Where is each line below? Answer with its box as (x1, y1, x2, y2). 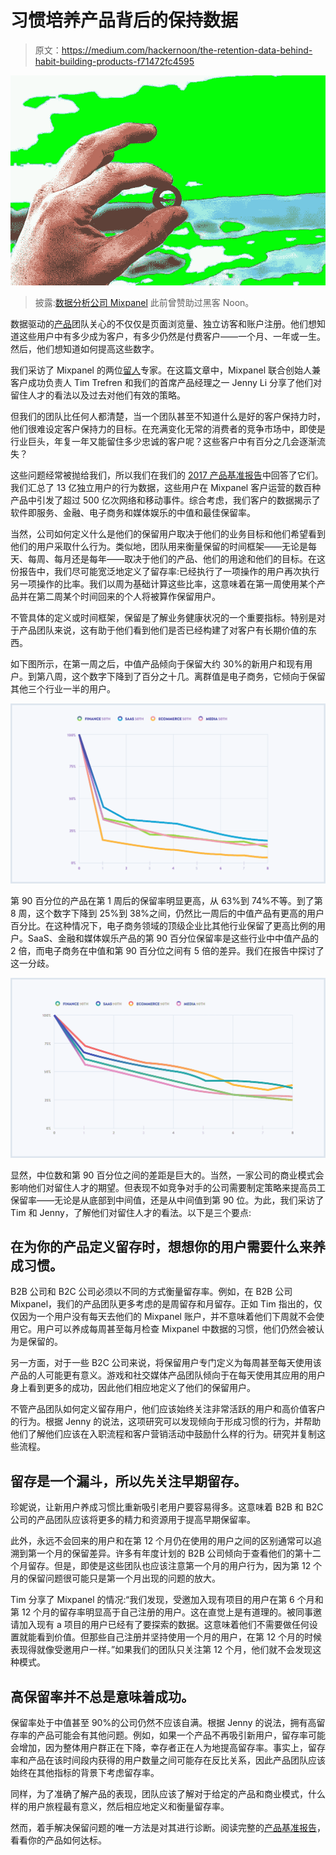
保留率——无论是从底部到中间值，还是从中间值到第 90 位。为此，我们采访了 (10, 1194, 325, 1206)
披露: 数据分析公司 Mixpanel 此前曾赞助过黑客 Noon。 (34, 296, 255, 308)
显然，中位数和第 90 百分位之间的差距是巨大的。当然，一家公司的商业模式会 (10, 1169, 325, 1181)
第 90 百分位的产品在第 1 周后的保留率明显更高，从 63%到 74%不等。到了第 (10, 894, 323, 906)
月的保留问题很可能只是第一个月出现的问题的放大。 (10, 1572, 221, 1585)
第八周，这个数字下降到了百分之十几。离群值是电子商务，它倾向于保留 (36, 670, 326, 682)
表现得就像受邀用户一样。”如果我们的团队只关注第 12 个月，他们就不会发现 (10, 1644, 313, 1656)
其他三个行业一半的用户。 (10, 682, 116, 695)
